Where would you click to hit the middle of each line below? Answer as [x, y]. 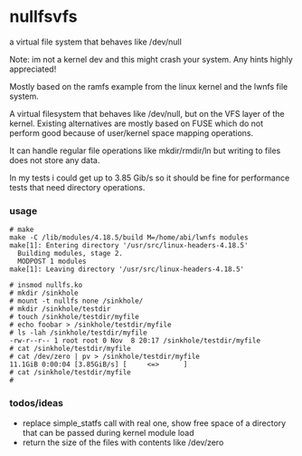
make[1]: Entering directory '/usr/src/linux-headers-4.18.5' [129, 246]
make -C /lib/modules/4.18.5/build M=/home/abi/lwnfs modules [129, 238]
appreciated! [33, 69]
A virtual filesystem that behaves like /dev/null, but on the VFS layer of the [147, 113]
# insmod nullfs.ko [46, 286]
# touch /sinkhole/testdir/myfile [75, 317]
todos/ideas [37, 403]
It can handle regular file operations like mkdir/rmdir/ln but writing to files [145, 150]
